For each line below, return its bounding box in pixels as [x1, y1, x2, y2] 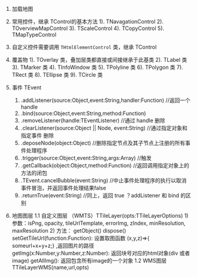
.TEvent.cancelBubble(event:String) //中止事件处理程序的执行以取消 [20, 177, 187, 184]
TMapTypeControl [11, 31, 57, 38]
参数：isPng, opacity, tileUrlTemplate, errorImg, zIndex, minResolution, [11, 219, 186, 227]
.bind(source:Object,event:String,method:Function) [20, 110, 146, 117]
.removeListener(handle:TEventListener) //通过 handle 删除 [20, 117, 165, 124]
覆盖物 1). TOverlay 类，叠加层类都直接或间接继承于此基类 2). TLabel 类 [11, 56, 187, 63]
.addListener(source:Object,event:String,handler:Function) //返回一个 [20, 97, 191, 104]
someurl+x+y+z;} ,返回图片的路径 [11, 242, 94, 249]
